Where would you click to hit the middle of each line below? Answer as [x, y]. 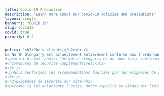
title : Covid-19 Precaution [34, 10]
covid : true [17, 32]
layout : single [20, 19]
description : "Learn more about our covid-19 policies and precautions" [81, 14]
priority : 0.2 [20, 37]
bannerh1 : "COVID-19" [27, 23]
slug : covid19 [20, 28]
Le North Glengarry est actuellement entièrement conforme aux [71, 54]
